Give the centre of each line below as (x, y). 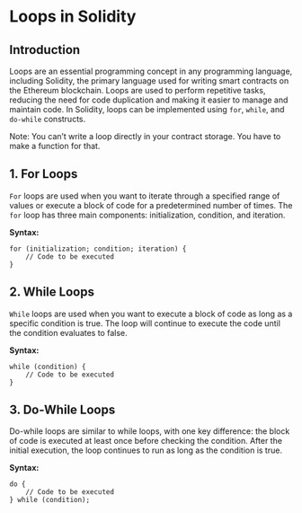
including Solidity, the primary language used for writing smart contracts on (149, 81)
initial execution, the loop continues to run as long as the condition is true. (146, 450)
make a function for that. (55, 146)
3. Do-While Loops (62, 410)
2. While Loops (52, 292)
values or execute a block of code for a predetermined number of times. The (151, 205)
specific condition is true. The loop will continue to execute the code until (145, 323)
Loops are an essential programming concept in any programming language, (151, 71)
